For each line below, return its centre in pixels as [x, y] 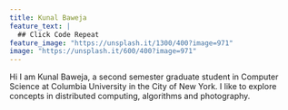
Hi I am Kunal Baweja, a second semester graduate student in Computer [144, 77]
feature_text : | [40, 26]
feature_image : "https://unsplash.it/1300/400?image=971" [121, 43]
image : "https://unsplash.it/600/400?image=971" [103, 51]
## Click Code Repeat [59, 34]
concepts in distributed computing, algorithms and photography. [130, 96]
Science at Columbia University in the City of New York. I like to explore [143, 87]
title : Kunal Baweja [49, 18]
